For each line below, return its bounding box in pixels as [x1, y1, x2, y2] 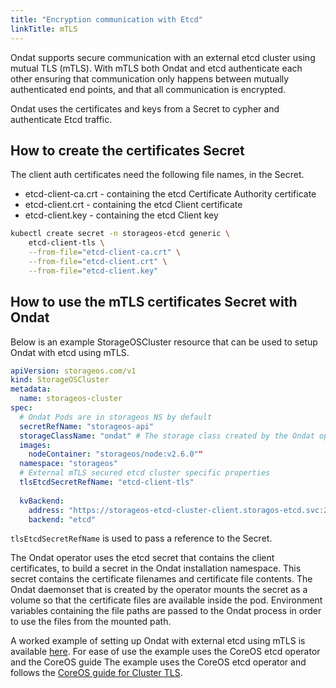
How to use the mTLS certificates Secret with [10, 294, 298, 311]
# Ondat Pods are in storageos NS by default [19, 412, 213, 422]
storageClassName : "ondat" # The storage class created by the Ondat [19, 431, 315, 441]
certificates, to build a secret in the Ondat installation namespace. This [10, 562, 302, 575]
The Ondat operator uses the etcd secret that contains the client [10, 552, 275, 564]
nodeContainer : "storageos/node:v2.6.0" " [28, 449, 203, 460]
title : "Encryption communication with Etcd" [10, 14, 203, 25]
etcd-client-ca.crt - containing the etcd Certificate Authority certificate [24, 188, 317, 200]
